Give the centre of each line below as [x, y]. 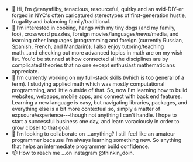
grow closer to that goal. [41, 127]
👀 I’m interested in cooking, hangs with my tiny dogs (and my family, [94, 28]
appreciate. [25, 71]
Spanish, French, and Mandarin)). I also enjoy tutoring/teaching [88, 46]
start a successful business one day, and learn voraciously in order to [95, 121]
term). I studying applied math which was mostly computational [88, 84]
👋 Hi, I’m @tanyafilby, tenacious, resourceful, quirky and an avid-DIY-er [97, 9]
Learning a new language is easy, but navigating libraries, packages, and [99, 102]
